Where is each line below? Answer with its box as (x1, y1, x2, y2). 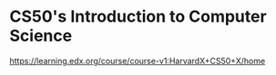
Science (9, 25, 73, 46)
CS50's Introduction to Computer (9, 6, 267, 27)
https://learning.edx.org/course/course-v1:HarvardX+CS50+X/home (9, 55, 266, 66)
